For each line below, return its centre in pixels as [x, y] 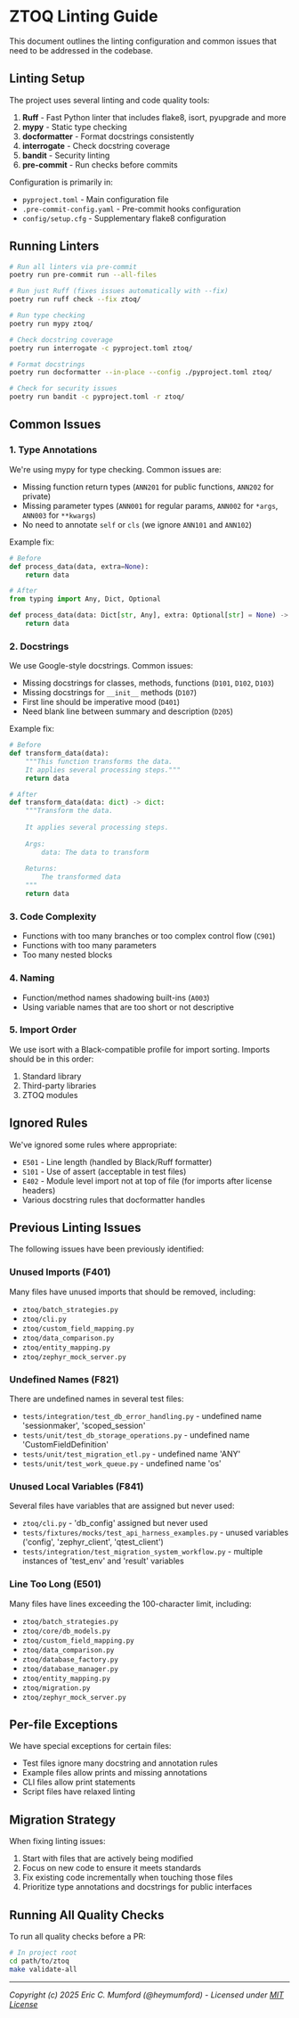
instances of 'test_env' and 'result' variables [103, 1561]
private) [36, 496]
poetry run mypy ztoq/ [51, 324]
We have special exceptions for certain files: [90, 1746]
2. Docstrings [39, 646]
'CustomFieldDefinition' [65, 1445]
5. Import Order [43, 1030]
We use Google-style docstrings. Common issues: [101, 666]
